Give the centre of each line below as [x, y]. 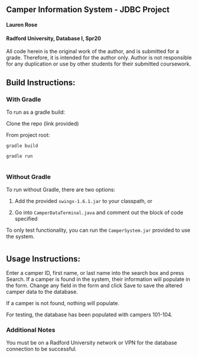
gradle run [20, 156]
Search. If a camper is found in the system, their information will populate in [98, 279]
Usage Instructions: [43, 259]
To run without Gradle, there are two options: [61, 190]
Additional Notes [31, 330]
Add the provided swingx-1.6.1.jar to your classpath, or [83, 201]
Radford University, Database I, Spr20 [54, 38]
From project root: [28, 135]
